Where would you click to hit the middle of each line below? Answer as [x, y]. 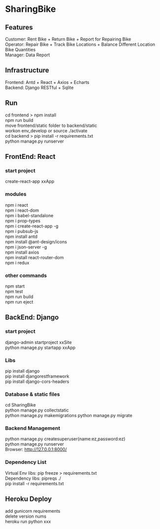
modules [16, 194]
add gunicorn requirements [33, 511]
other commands [26, 275]
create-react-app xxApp [30, 182]
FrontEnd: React [30, 157]
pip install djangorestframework [37, 376]
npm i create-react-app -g [32, 226]
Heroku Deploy [29, 499]
